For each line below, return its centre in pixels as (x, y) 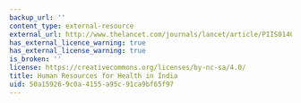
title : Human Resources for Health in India (94, 76)
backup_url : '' (38, 17)
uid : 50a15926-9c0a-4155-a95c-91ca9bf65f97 (92, 84)
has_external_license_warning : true (77, 51)
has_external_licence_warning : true (77, 43)
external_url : (36, 34)
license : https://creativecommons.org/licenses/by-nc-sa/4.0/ (128, 68)
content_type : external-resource (72, 26)
